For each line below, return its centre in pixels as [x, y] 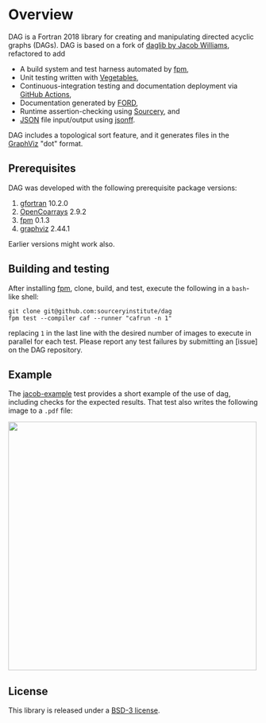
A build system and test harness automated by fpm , [104, 68]
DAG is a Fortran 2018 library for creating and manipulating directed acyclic [131, 37]
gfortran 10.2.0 [44, 203]
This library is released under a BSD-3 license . [84, 710]
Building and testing [59, 269]
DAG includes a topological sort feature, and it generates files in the [119, 135]
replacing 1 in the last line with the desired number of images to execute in [130, 332]
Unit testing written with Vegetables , [79, 77]
